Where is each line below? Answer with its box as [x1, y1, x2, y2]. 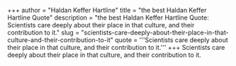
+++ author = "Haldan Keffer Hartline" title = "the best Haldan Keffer [7, 6, 207, 14]
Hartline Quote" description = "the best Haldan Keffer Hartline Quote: [7, 13, 209, 22]
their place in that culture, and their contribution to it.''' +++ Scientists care [7, 44, 225, 51]
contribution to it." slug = [7, 28, 80, 37]
